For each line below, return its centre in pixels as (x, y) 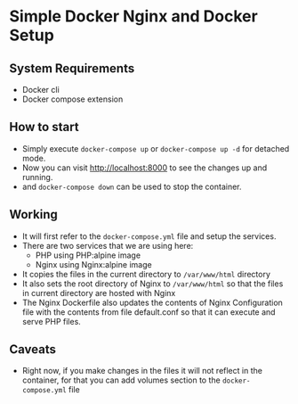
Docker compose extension (72, 99)
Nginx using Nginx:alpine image (94, 264)
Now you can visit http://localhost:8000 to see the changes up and (145, 168)
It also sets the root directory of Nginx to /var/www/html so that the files (153, 284)
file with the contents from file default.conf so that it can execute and (149, 312)
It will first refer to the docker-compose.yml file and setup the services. (149, 236)
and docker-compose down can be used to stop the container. (132, 186)
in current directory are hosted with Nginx (99, 293)
